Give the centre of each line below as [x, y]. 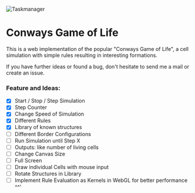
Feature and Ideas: [33, 88]
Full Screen [28, 160]
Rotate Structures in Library [48, 174]
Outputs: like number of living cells [56, 147]
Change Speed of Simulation [49, 114]
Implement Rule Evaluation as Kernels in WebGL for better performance [101, 180]
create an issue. [26, 73]
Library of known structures [48, 127]
